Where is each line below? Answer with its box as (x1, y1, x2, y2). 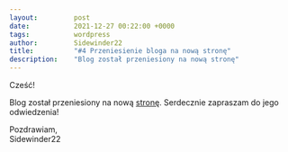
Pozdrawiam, (9, 124, 58, 135)
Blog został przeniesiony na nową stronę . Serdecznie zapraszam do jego (9, 97, 279, 108)
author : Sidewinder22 (9, 38, 123, 48)
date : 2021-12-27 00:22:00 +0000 (9, 22, 175, 31)
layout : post (9, 13, 91, 22)
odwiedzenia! (9, 107, 59, 117)
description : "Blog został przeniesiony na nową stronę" (9, 55, 240, 64)
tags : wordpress (9, 30, 111, 39)
